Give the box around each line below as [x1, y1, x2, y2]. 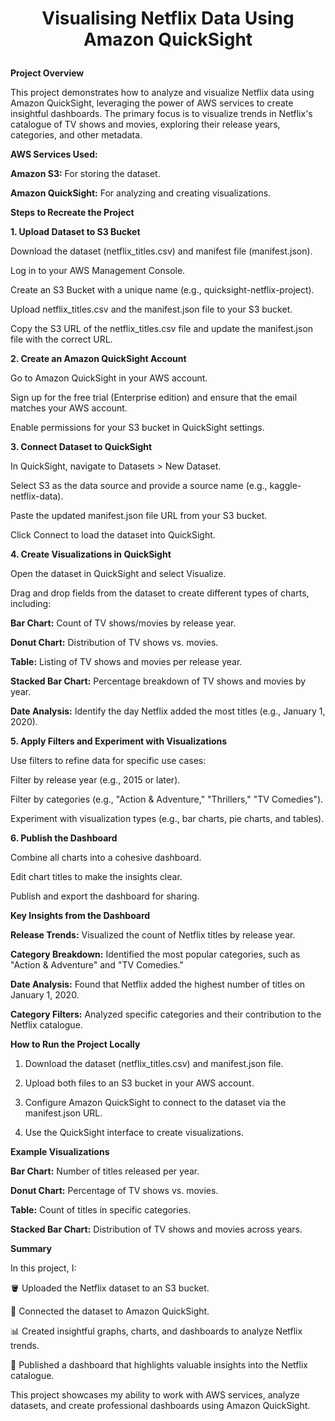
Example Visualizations [10, 1146, 110, 1158]
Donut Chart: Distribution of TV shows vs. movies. [10, 637, 219, 649]
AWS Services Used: [10, 148, 98, 161]
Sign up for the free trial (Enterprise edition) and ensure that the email [10, 392, 298, 404]
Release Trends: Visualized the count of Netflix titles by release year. [10, 929, 296, 941]
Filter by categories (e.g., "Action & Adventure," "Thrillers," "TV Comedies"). [10, 793, 324, 806]
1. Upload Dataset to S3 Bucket [10, 226, 141, 238]
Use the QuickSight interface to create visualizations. [24, 1127, 244, 1139]
